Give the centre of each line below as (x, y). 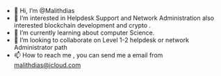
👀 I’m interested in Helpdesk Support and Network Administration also (114, 18)
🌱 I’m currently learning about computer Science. (84, 32)
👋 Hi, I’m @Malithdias (44, 11)
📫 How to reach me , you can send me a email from (88, 55)
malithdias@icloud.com (47, 65)
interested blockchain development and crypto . (82, 25)
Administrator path (40, 47)
